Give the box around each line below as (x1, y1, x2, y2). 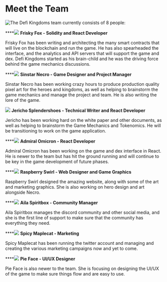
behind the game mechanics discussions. (5, 61, 91, 67)
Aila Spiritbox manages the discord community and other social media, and (5, 209, 160, 215)
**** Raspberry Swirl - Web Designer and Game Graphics (5, 169, 131, 175)
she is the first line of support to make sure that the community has (5, 214, 143, 221)
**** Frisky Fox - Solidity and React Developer (5, 30, 108, 36)
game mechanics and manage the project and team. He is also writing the (5, 91, 157, 98)
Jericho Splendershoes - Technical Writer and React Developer (11, 107, 145, 113)
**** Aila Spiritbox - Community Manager (5, 199, 98, 206)
